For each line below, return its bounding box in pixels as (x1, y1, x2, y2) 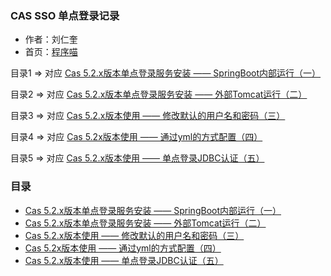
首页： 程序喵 (24, 46, 78, 58)
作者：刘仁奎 (24, 33, 78, 46)
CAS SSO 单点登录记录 (10, 8, 120, 22)
